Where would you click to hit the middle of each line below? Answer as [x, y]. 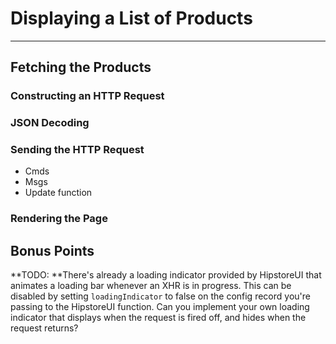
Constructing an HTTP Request [87, 96]
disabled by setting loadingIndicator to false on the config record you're [160, 296]
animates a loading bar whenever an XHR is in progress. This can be [151, 286]
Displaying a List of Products [131, 18]
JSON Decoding [50, 123]
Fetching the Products [81, 67]
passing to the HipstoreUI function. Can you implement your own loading [160, 307]
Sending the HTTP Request [77, 150]
